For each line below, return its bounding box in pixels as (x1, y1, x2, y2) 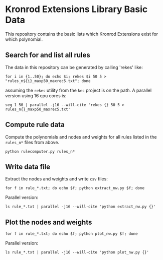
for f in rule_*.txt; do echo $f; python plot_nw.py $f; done (5, 231, 138, 236)
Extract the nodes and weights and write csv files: (5, 176, 108, 182)
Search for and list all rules (5, 51, 90, 59)
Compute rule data (5, 120, 65, 129)
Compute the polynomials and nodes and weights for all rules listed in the (5, 134, 157, 140)
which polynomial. (5, 36, 43, 42)
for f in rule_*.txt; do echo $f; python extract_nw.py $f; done (5, 185, 144, 191)
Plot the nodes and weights (5, 218, 92, 226)
